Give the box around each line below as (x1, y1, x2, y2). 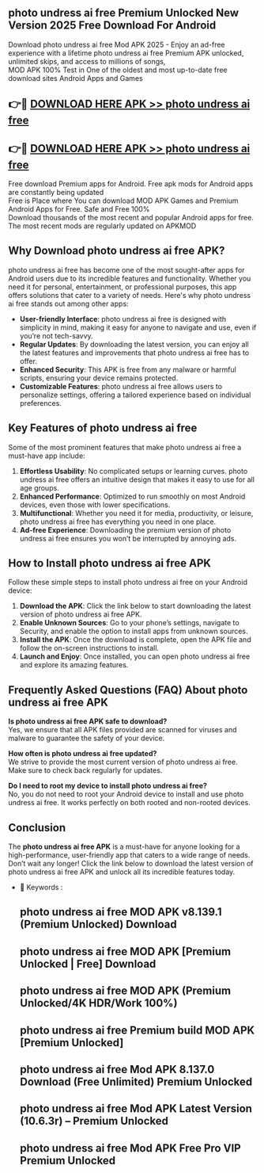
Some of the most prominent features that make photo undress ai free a (8, 442, 242, 452)
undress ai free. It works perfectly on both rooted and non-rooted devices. (8, 798, 251, 808)
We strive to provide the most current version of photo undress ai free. (8, 757, 239, 767)
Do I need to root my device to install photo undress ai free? (8, 781, 208, 791)
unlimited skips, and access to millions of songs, (8, 56, 166, 66)
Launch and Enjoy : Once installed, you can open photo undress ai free (19, 651, 251, 661)
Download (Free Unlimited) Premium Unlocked (19, 1076, 253, 1089)
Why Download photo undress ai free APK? (8, 244, 225, 258)
